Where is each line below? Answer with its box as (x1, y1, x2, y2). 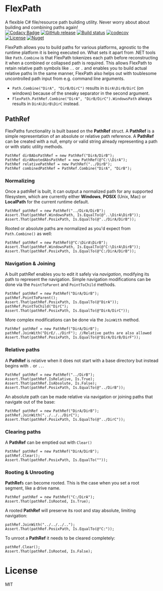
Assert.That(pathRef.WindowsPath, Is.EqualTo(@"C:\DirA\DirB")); (5, 245, 141, 250)
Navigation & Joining (5, 260, 56, 267)
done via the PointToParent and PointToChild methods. (5, 282, 116, 287)
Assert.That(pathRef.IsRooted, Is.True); (5, 499, 91, 504)
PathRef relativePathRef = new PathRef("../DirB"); (5, 161, 112, 167)
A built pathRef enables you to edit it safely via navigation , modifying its (5, 271, 150, 277)
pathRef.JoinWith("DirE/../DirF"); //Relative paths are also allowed (5, 331, 152, 336)
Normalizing (5, 177, 35, 184)
